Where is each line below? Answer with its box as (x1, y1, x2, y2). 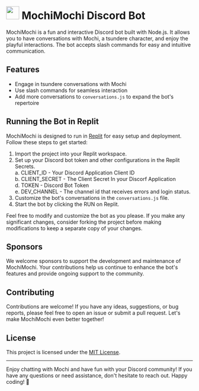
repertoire (14, 99, 40, 106)
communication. (6, 47, 46, 55)
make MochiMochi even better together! (6, 316, 104, 323)
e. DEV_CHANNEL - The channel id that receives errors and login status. (14, 187, 191, 195)
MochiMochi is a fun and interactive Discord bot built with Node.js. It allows (6, 28, 191, 36)
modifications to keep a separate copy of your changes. (6, 224, 143, 231)
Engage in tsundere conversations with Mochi (14, 80, 127, 87)
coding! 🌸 (6, 379, 30, 385)
